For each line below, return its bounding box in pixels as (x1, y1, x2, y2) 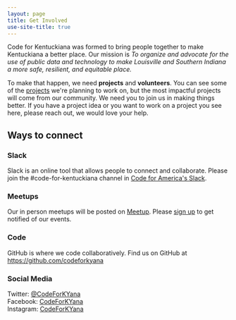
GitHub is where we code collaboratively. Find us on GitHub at (7, 248, 187, 257)
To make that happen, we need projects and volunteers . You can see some (7, 79, 228, 87)
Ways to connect (7, 129, 83, 141)
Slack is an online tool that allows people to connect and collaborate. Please (7, 166, 228, 175)
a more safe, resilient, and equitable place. (7, 65, 132, 74)
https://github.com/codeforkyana (7, 256, 104, 264)
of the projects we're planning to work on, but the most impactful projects (7, 86, 221, 95)
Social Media (7, 273, 53, 283)
